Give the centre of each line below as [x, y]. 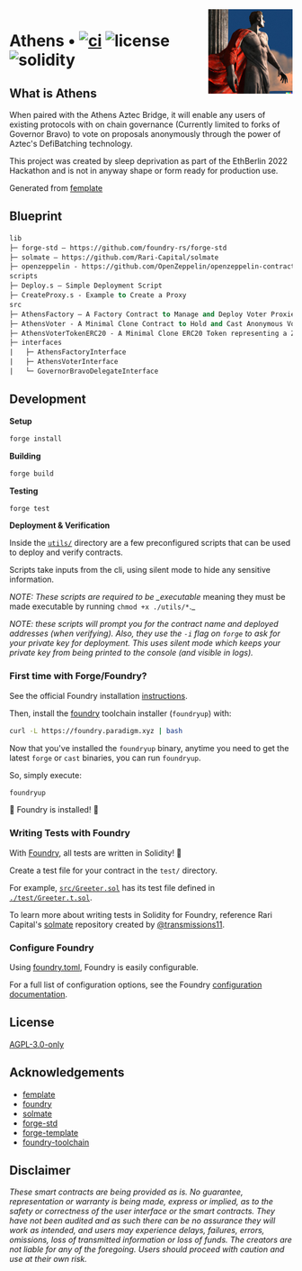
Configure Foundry [52, 948]
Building [25, 456]
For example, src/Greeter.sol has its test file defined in [112, 887]
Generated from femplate [56, 188]
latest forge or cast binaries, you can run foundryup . [105, 758]
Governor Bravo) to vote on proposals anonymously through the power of [145, 134]
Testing [24, 491]
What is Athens [53, 93]
